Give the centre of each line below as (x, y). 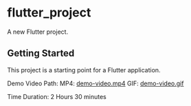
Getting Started (41, 53)
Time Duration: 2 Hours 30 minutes (57, 96)
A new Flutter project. (38, 32)
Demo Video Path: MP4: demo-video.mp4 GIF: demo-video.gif (95, 83)
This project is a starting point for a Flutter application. (84, 70)
